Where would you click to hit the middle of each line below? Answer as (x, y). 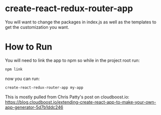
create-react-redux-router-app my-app (44, 87)
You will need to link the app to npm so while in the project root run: (72, 60)
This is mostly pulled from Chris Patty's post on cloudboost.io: (67, 97)
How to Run (29, 47)
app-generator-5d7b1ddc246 (34, 107)
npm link (14, 69)
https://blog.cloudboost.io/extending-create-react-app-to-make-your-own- (80, 102)
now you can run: (23, 78)
